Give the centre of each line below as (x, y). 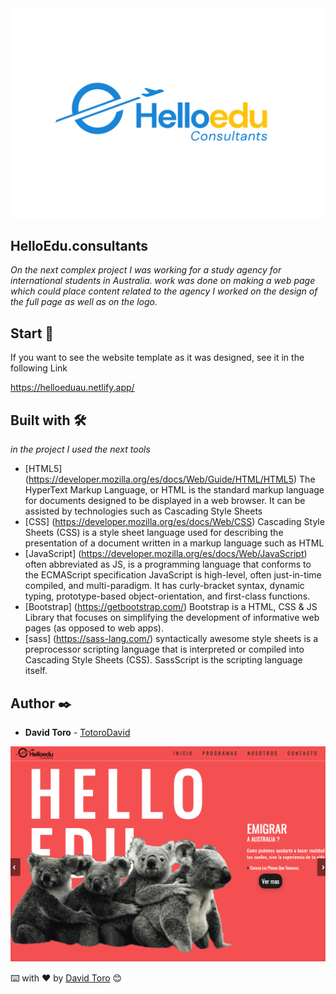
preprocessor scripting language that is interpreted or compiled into (164, 649)
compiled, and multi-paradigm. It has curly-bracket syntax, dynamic (164, 586)
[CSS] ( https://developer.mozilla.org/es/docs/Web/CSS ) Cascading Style (174, 522)
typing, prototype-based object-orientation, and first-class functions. (167, 596)
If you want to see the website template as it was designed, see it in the (157, 358)
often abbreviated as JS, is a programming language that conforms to (168, 564)
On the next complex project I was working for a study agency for (146, 270)
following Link (39, 368)
